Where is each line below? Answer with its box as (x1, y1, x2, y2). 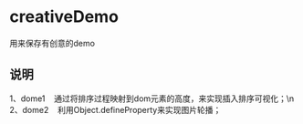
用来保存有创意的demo (9, 37, 96, 48)
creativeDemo (9, 6, 119, 27)
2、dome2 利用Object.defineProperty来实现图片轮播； (9, 104, 222, 115)
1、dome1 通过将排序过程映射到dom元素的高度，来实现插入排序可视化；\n (9, 93, 295, 104)
